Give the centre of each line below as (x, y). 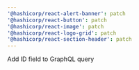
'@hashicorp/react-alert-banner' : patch (67, 14)
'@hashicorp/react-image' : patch (56, 26)
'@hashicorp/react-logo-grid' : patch (62, 33)
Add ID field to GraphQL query (51, 59)
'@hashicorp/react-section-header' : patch (69, 40)
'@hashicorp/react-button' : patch (57, 20)
